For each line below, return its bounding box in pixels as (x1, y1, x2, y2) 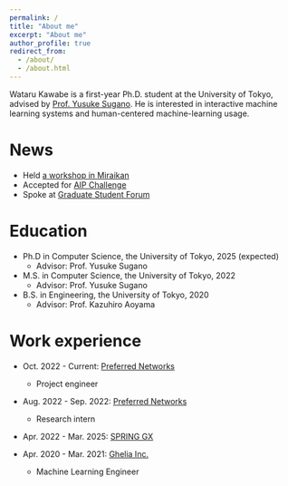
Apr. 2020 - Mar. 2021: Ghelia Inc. (22, 448, 149, 459)
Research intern (35, 413, 96, 424)
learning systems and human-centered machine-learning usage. (9, 108, 250, 119)
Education (9, 221, 88, 241)
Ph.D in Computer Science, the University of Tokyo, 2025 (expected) (22, 250, 279, 261)
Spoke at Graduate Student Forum (22, 189, 150, 199)
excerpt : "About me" (9, 30, 88, 39)
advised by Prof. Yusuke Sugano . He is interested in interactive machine (9, 98, 278, 109)
